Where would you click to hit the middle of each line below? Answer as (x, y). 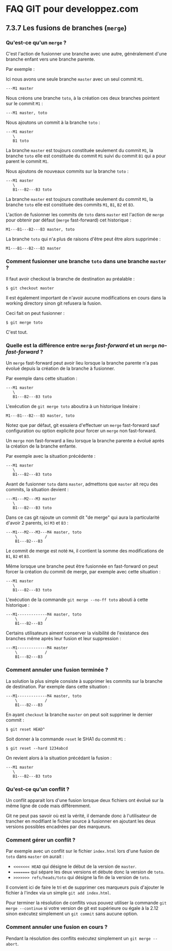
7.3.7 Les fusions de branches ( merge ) (66, 28)
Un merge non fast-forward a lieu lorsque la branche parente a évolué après (85, 441)
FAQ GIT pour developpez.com (72, 9)
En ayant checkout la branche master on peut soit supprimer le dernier (79, 714)
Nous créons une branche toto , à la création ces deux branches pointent (83, 98)
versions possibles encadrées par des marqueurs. (59, 827)
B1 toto (21, 141)
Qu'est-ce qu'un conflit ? (38, 789)
